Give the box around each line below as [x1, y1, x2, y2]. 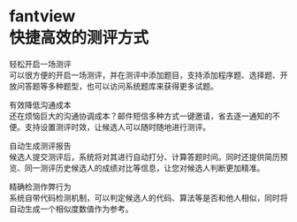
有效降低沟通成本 [9, 99, 72, 110]
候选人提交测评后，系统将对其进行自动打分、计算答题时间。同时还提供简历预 [9, 151, 288, 162]
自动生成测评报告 [9, 140, 72, 151]
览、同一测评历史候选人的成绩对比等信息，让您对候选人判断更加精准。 [9, 162, 265, 173]
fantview [9, 6, 76, 27]
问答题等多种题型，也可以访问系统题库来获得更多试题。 [16, 80, 218, 91]
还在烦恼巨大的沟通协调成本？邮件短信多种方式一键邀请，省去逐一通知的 [9, 111, 272, 121]
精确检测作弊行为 [9, 181, 72, 192]
